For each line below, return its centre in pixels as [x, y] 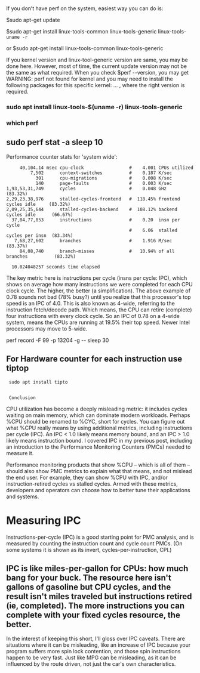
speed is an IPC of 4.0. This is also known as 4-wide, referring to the [90, 303]
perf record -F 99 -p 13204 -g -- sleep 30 [58, 340]
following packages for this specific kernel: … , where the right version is [96, 85]
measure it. [20, 453]
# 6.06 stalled [153, 230]
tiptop [18, 368]
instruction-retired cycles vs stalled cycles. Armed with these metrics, [92, 484]
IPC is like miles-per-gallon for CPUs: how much [97, 568]
